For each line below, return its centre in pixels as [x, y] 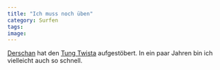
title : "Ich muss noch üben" [50, 14]
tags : [15, 27]
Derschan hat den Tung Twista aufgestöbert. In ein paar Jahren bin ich [110, 53]
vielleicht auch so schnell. [45, 61]
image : [17, 33]
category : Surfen [33, 20]
